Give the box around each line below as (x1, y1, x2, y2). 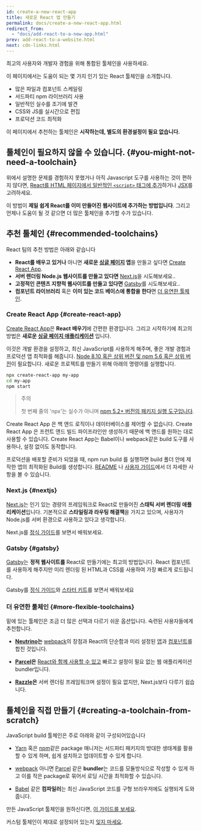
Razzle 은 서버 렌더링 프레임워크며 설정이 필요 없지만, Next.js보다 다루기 (14, 678, 184, 686)
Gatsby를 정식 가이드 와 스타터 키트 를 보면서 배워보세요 (6, 586, 134, 593)
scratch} (6, 715, 40, 725)
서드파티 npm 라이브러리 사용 (14, 93, 84, 100)
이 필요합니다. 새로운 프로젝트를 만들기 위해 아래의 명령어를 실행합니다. (11, 360, 176, 367)
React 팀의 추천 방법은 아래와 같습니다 (6, 246, 96, 253)
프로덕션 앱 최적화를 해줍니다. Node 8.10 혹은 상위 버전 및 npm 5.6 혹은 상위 (6, 353, 185, 360)
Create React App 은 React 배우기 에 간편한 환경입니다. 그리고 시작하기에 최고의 (6, 324, 193, 332)
